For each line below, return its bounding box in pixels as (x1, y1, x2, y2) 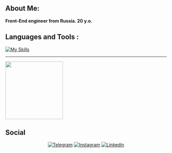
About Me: (5, 4, 40, 13)
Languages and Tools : (5, 33, 79, 42)
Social (5, 128, 26, 137)
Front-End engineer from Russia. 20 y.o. (5, 17, 93, 24)
